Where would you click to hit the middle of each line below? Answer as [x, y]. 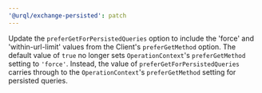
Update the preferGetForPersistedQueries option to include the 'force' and [131, 38]
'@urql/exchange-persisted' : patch [67, 15]
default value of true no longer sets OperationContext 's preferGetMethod [127, 55]
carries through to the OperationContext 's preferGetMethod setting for [122, 72]
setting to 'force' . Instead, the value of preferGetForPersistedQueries [124, 64]
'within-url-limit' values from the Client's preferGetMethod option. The [122, 46]
